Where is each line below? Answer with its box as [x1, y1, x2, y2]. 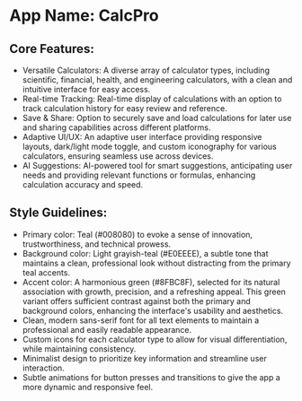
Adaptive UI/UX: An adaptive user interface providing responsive [22, 132, 262, 142]
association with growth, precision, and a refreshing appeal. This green [22, 286, 286, 297]
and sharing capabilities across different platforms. [22, 122, 211, 133]
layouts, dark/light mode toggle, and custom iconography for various [22, 141, 277, 152]
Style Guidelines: [9, 205, 108, 221]
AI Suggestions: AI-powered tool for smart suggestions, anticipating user [22, 161, 293, 170]
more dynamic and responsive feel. [22, 381, 154, 392]
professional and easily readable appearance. [22, 324, 192, 335]
